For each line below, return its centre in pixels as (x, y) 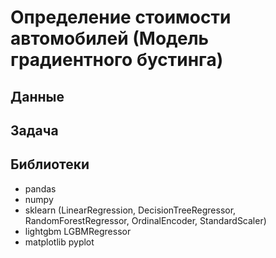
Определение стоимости (121, 17)
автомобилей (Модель (110, 38)
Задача (34, 130)
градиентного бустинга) (117, 60)
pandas (40, 188)
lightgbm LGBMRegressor (78, 231)
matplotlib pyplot (59, 242)
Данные (37, 96)
